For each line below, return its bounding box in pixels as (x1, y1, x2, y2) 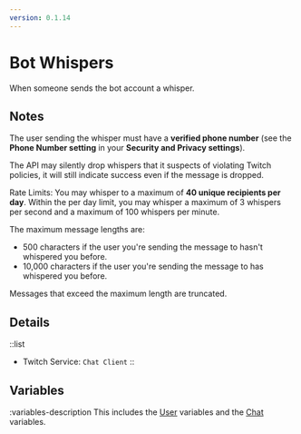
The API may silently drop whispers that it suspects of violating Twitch (9, 160, 272, 171)
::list (9, 339, 25, 350)
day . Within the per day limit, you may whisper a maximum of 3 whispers (9, 197, 281, 208)
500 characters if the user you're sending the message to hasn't (22, 242, 263, 252)
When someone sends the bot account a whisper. (9, 83, 195, 94)
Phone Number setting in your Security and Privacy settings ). (9, 143, 246, 153)
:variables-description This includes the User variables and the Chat (9, 407, 265, 418)
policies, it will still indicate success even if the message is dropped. (9, 170, 265, 181)
